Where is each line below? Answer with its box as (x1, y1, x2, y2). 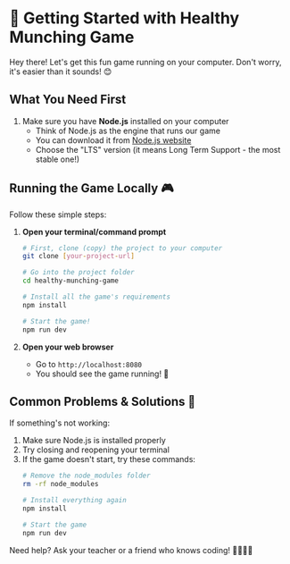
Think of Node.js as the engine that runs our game (35, 125, 221, 136)
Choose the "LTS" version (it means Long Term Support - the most (35, 144, 281, 155)
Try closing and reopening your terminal (21, 444, 170, 455)
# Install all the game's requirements (21, 292, 171, 302)
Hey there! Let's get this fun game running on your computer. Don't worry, (9, 56, 282, 67)
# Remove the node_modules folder (21, 471, 151, 481)
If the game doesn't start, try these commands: (21, 454, 196, 465)
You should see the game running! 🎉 (35, 368, 170, 379)
